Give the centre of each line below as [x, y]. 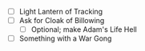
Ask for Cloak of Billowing [62, 21]
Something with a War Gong [65, 38]
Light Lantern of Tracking [61, 12]
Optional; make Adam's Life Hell [84, 29]
